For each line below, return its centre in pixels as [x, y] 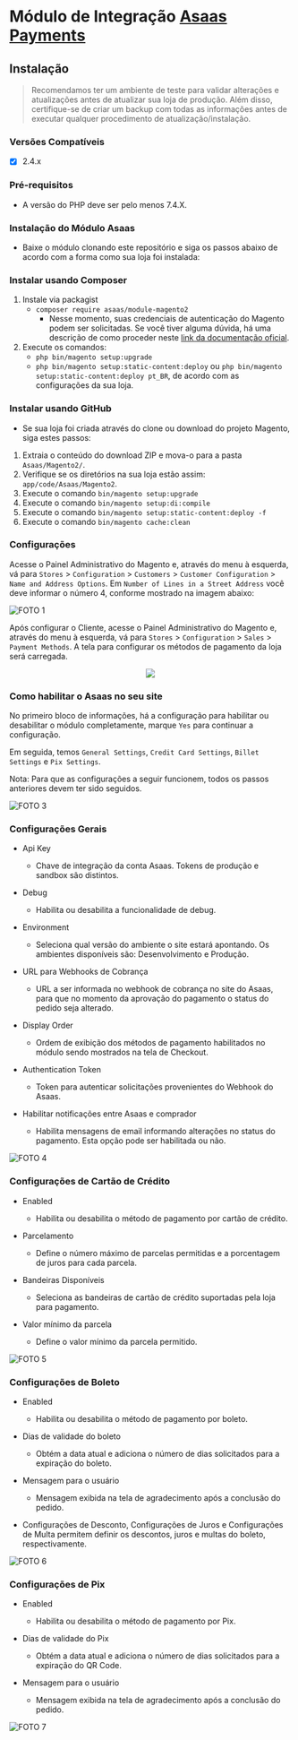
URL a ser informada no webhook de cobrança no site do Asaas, [154, 989]
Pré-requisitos [41, 185]
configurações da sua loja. [85, 385]
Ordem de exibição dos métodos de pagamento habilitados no [150, 1043]
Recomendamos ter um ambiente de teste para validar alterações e [155, 90]
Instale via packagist [60, 300]
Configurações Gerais [58, 829]
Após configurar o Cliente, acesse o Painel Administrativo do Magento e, [143, 627]
